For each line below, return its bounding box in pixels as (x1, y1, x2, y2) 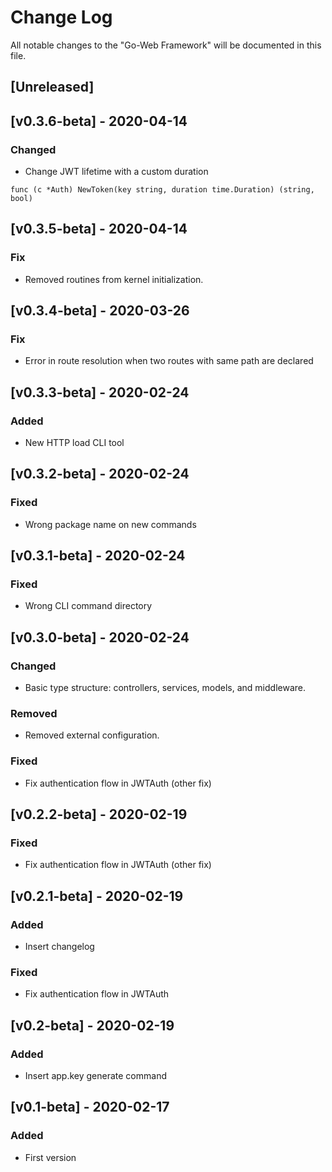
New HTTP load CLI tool (24, 437, 125, 449)
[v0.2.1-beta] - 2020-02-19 (10, 887, 184, 905)
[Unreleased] (10, 79, 95, 96)
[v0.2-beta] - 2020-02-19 (10, 1017, 175, 1034)
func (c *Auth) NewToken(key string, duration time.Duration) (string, (10, 185, 315, 195)
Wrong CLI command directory (24, 600, 153, 612)
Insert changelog (24, 941, 95, 953)
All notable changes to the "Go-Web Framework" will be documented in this (10, 39, 322, 51)
